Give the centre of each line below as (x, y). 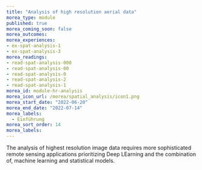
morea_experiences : (31, 40)
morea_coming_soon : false (39, 29)
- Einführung (28, 119)
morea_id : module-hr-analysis (45, 91)
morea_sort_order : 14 (34, 125)
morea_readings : (27, 57)
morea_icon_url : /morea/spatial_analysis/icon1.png (73, 97)
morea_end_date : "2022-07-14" (45, 108)
